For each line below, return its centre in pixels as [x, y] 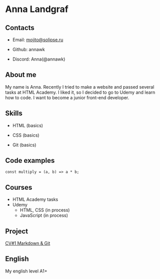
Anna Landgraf [37, 9]
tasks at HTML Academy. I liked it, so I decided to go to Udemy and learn [80, 92]
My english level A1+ [26, 271]
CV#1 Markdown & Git [28, 243]
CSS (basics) [26, 135]
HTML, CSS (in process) [45, 210]
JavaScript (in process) [44, 215]
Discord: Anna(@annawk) [39, 59]
